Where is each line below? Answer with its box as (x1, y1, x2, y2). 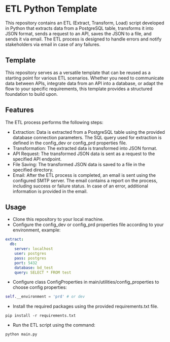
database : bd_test (14, 265, 53, 270)
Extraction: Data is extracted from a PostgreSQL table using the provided (12, 129, 165, 135)
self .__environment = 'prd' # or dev (5, 294, 85, 299)
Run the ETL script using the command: (12, 322, 95, 328)
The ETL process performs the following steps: (5, 119, 104, 125)
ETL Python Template (5, 3, 97, 15)
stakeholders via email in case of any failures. (5, 41, 100, 47)
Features (5, 106, 34, 115)
